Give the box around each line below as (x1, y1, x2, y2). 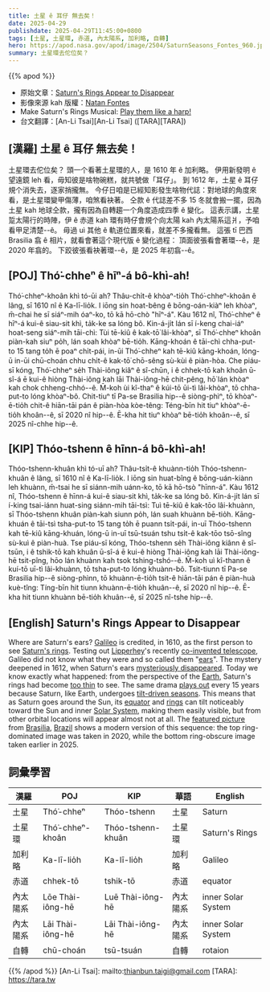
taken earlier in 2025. (8, 740, 79, 749)
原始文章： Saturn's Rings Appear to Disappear (19, 88, 174, 97)
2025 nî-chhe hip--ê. (8, 418, 79, 428)
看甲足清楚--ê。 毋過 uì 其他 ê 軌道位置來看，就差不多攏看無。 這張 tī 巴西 (8, 225, 253, 235)
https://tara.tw (8, 975, 56, 985)
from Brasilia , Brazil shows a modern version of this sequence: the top (8, 723, 241, 733)
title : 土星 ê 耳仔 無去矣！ (8, 11, 96, 20)
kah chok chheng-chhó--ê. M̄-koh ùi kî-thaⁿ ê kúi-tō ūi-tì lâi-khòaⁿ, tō (8, 382, 239, 392)
